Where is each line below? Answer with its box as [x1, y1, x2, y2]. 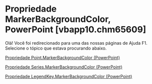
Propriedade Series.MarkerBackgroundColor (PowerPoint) [5, 64, 123, 70]
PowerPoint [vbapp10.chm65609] [5, 24, 146, 35]
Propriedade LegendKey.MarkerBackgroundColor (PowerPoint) [5, 73, 132, 79]
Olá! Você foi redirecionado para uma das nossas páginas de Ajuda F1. [5, 40, 148, 46]
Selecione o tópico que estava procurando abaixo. [5, 45, 107, 51]
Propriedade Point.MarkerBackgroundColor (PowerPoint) [5, 54, 120, 60]
